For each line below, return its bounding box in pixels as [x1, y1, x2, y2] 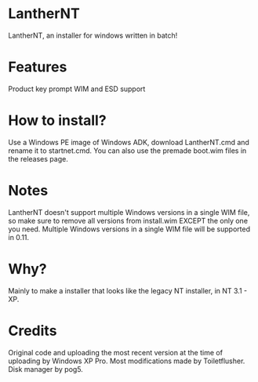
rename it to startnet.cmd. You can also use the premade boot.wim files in [8, 146, 247, 155]
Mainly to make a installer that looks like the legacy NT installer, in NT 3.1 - [8, 286, 248, 295]
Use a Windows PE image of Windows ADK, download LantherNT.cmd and [8, 137, 249, 147]
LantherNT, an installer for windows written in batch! [8, 31, 178, 40]
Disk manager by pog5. [8, 364, 84, 373]
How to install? [8, 111, 107, 129]
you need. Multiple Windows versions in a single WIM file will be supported [8, 224, 251, 234]
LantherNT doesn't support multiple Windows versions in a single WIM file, [8, 207, 250, 216]
